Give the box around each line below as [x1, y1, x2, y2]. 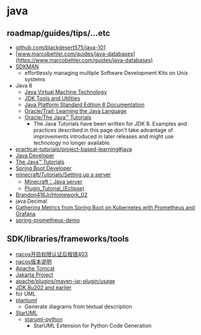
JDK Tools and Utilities [24, 95, 80, 102]
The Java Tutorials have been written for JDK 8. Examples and [33, 120, 187, 127]
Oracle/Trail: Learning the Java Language [24, 108, 127, 114]
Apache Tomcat [15, 264, 55, 272]
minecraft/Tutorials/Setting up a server [15, 171, 111, 178]
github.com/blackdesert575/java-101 [15, 44, 106, 51]
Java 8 [15, 82, 32, 89]
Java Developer [15, 152, 54, 159]
